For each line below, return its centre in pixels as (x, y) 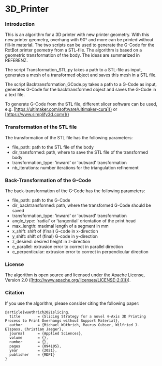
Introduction (20, 24)
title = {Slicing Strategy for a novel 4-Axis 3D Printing (78, 316)
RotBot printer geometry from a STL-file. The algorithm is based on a (74, 50)
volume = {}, (29, 338)
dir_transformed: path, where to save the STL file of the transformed (80, 152)
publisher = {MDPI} (32, 355)
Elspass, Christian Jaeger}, (34, 329)
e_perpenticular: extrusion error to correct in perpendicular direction (80, 252)
